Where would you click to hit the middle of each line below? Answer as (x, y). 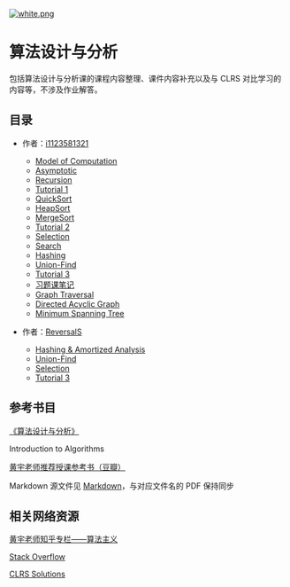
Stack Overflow (38, 557)
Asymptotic (56, 170)
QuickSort (53, 199)
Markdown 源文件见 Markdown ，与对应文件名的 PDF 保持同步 (122, 485)
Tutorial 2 (53, 227)
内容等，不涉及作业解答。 (56, 90)
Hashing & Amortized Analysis (90, 349)
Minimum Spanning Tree (80, 313)
